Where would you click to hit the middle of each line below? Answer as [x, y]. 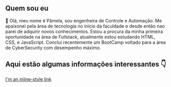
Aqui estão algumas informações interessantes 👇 [86, 64]
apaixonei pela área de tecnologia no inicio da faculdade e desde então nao [85, 26]
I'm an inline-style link [28, 79]
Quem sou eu [27, 8]
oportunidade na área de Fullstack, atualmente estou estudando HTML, [80, 37]
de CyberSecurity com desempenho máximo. [53, 47]
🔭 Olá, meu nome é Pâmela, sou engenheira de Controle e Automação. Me [84, 20]
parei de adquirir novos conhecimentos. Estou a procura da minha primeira [84, 31]
